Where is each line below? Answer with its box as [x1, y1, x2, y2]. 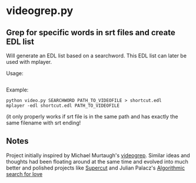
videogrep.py [6, 4, 74, 18]
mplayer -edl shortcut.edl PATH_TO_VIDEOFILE [6, 103, 119, 109]
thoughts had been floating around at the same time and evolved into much [6, 158, 188, 165]
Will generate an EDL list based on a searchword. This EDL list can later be [6, 52, 187, 59]
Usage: [6, 70, 24, 77]
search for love [6, 170, 43, 177]
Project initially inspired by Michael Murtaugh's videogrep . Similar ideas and [6, 151, 190, 159]
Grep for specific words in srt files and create [6, 28, 175, 38]
